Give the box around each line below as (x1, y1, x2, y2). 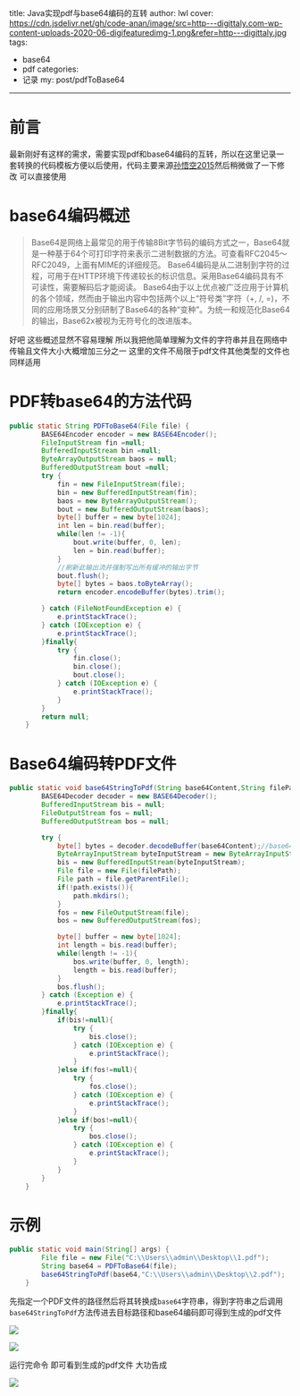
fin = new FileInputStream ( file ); (56, 480, 186, 489)
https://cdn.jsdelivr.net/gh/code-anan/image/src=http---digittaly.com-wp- (9, 18, 283, 29)
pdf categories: (21, 64, 79, 74)
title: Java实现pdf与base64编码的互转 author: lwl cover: (9, 8, 214, 18)
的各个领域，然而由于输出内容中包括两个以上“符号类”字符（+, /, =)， (30, 293, 283, 303)
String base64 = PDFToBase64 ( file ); (41, 1262, 178, 1271)
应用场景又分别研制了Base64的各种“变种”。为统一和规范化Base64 (46, 303, 290, 315)
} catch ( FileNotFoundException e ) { (41, 604, 181, 613)
